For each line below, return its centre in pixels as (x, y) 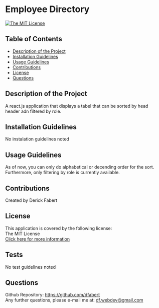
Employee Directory (47, 9)
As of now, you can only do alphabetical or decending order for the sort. (80, 167)
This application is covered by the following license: (59, 228)
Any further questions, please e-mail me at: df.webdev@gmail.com (74, 300)
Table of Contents (34, 39)
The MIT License (23, 234)
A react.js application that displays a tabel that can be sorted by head (77, 106)
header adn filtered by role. (33, 111)
